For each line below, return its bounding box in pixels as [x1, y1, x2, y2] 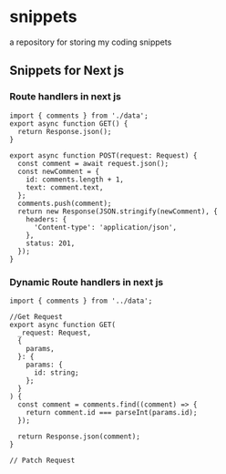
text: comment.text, [26, 182, 104, 192]
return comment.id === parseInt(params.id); [26, 407, 198, 417]
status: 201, [26, 239, 76, 248]
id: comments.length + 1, [26, 175, 125, 184]
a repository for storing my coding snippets [9, 36, 172, 47]
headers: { [26, 214, 67, 224]
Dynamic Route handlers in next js [9, 275, 164, 288]
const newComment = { [17, 167, 100, 176]
